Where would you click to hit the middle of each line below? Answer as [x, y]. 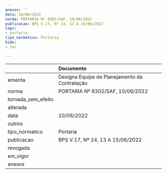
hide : [11, 42]
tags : [11, 28]
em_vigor [18, 156]
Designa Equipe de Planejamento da [100, 77]
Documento [73, 68]
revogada [19, 148]
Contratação [73, 83]
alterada [17, 107]
